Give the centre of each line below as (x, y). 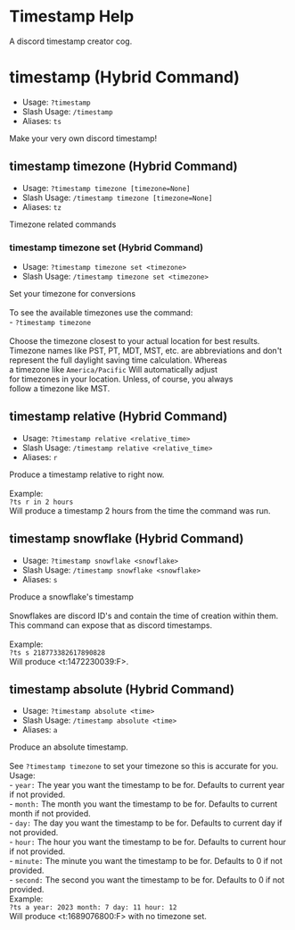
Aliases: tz (42, 206)
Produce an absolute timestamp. (69, 747)
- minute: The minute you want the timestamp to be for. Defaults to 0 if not (146, 861)
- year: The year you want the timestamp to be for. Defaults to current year (147, 785)
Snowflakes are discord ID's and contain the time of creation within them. (144, 616)
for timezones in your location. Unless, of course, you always (121, 379)
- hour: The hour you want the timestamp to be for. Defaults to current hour (148, 842)
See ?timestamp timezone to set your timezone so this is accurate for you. (144, 767)
